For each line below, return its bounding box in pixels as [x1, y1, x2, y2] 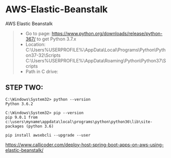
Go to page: [25, 30, 51, 36]
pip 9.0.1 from [5, 115, 38, 120]
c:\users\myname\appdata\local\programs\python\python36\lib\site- [5, 119, 153, 124]
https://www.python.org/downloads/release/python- [51, 30, 163, 36]
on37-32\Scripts [25, 52, 61, 58]
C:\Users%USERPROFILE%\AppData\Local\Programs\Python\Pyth [25, 47, 166, 53]
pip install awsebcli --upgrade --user [5, 132, 91, 138]
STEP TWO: [5, 83, 44, 92]
